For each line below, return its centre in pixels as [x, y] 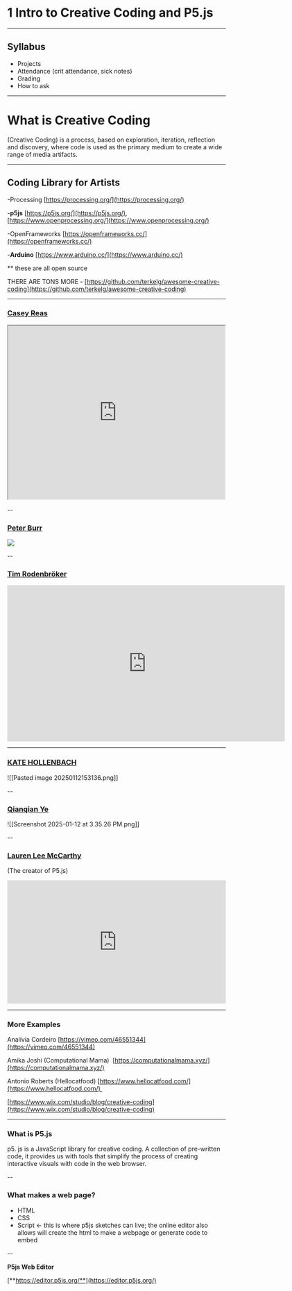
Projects [29, 63]
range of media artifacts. [42, 154]
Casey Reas [28, 313]
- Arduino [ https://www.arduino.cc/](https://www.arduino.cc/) [95, 254]
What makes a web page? [51, 1195]
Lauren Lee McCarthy [44, 856]
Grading [29, 78]
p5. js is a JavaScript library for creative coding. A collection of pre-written [114, 1149]
